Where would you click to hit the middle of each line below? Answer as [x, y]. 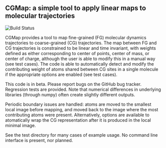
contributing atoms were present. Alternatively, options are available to [77, 115]
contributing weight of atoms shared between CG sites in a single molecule [82, 69]
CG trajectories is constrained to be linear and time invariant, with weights [81, 48]
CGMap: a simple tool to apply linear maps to [76, 8]
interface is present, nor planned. [39, 140]
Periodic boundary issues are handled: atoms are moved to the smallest [78, 104]
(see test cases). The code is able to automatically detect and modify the [80, 64]
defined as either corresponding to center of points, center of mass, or [77, 53]
